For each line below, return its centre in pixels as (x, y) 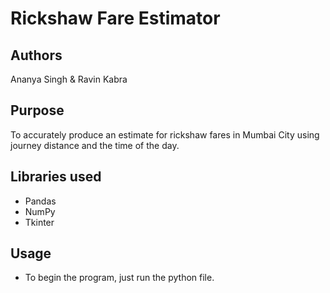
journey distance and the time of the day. (95, 145)
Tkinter (39, 222)
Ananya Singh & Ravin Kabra (69, 79)
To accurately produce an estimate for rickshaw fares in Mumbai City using (165, 134)
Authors (36, 55)
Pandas (40, 201)
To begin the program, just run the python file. (119, 278)
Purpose (37, 110)
